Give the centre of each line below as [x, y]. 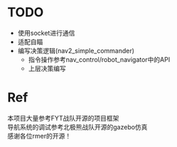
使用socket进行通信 [46, 33]
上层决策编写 [47, 68]
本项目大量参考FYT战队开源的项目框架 [63, 118]
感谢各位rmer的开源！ [39, 136]
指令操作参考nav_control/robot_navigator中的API [99, 59]
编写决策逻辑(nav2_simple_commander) [76, 50]
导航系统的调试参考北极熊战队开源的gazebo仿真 [77, 127]
